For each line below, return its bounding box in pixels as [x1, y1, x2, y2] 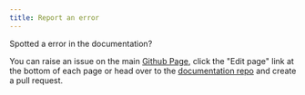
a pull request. [9, 74, 64, 86]
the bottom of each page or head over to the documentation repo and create [9, 65, 297, 76]
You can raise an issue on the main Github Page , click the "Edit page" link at [9, 55, 294, 66]
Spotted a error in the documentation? [9, 38, 153, 49]
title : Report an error [9, 13, 100, 23]
